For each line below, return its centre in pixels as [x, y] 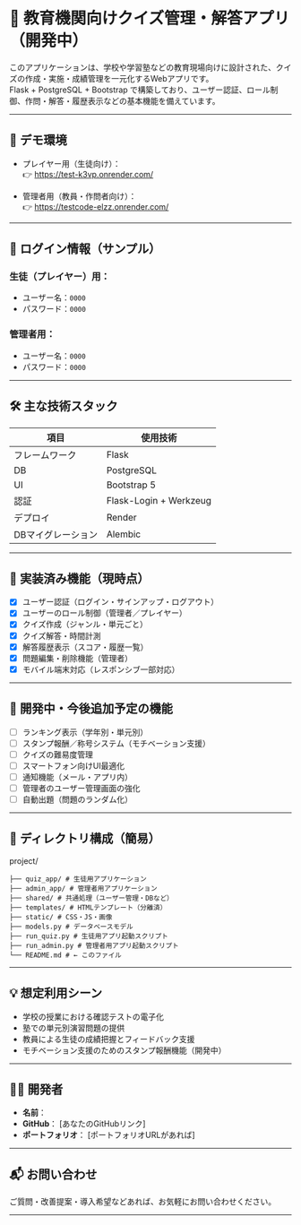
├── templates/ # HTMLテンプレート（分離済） [88, 907]
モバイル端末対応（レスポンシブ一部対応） [101, 669]
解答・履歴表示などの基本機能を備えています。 [134, 100]
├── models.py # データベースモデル [71, 927]
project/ [24, 860]
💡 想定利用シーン [56, 993]
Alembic [124, 534]
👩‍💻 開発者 [36, 1090]
